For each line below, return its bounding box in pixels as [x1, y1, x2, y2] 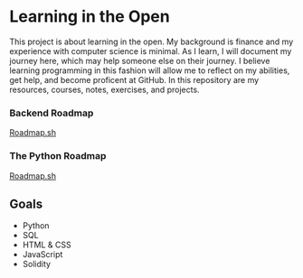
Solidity [22, 259, 52, 270]
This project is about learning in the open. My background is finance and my [9, 36, 294, 47]
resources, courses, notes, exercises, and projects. [9, 84, 201, 95]
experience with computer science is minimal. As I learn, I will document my [9, 45, 292, 56]
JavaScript [22, 249, 63, 260]
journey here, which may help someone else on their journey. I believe [9, 55, 270, 66]
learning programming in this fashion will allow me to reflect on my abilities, [9, 65, 290, 76]
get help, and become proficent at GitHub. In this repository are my [9, 74, 260, 85]
